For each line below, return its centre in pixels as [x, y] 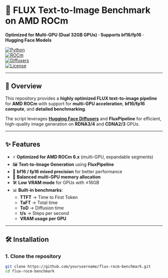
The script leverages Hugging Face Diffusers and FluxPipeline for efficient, [83, 118]
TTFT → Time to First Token [49, 197]
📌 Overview [23, 86]
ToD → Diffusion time [42, 208]
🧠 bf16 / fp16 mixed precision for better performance [67, 171]
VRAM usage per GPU [43, 218]
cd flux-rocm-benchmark [30, 271]
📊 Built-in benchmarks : [38, 190]
